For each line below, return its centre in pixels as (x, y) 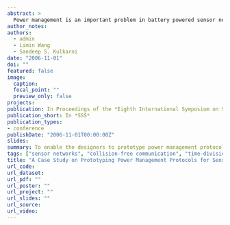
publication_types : (35, 122)
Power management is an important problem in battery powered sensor (114, 20)
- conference (26, 128)
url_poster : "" (29, 186)
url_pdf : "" (24, 179)
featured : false (30, 71)
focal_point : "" (36, 90)
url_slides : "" (29, 199)
